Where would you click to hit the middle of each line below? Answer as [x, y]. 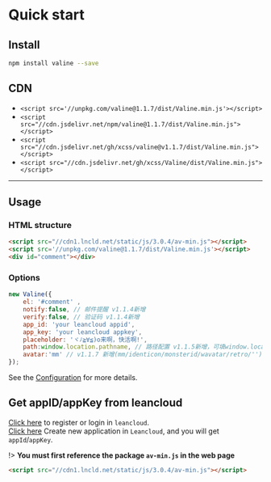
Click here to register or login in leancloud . [79, 422]
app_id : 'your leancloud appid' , [79, 324]
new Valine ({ [30, 294]
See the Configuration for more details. [73, 378]
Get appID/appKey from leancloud [96, 403]
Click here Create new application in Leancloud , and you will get [114, 431]
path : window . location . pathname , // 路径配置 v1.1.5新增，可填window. [137, 347]
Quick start [46, 15]
